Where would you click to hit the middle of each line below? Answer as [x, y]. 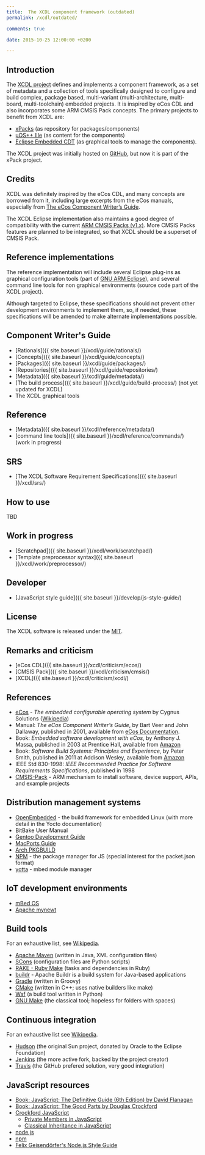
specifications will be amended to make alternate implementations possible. [102, 316]
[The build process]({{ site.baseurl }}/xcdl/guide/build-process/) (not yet [106, 383]
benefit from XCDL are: [35, 117]
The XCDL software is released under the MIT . [65, 631]
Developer [27, 583]
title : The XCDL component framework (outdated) [71, 12]
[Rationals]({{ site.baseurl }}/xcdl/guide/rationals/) [78, 350]
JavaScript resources [48, 1085]
